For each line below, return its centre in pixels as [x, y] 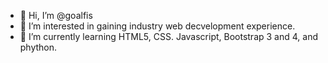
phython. [38, 47]
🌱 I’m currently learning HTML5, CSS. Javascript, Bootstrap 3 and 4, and [168, 36]
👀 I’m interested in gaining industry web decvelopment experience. [157, 26]
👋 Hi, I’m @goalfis [56, 15]
